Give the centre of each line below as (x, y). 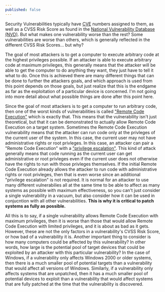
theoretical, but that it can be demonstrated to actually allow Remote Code (81, 122)
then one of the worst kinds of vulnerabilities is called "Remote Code (75, 111)
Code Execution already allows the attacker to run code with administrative (81, 169)
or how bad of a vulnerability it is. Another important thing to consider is (78, 237)
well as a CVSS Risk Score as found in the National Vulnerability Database (80, 29)
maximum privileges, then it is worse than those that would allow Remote (79, 221)
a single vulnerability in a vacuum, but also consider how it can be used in (80, 195)
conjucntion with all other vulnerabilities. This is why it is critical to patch (80, 200)
